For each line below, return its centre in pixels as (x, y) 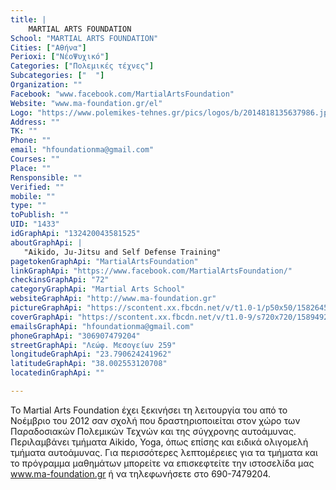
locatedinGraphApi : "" (57, 373)
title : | (28, 19)
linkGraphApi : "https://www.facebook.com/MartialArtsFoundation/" (151, 271)
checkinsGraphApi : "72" (60, 280)
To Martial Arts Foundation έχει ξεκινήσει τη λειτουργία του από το (149, 410)
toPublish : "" (40, 215)
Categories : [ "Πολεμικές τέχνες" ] (82, 66)
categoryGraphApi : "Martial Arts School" (98, 289)
